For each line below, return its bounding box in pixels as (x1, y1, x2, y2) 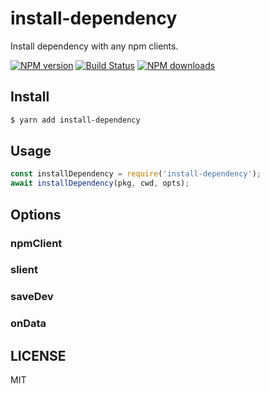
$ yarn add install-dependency (10, 115, 141, 125)
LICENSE (10, 347, 67, 364)
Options (10, 206, 62, 223)
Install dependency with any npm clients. (10, 40, 179, 52)
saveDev (10, 290, 54, 304)
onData (10, 317, 47, 331)
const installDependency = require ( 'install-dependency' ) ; (10, 169, 262, 179)
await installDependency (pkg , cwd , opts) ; (10, 178, 190, 189)
